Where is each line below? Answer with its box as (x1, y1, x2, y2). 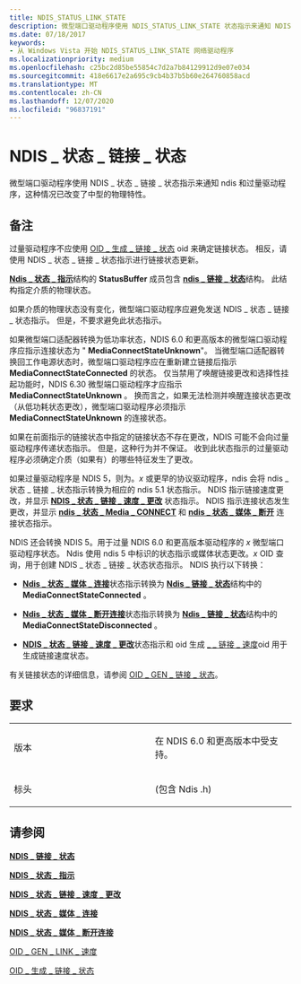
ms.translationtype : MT (9, 80, 99, 89)
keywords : (9, 38, 47, 48)
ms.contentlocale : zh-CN (9, 88, 102, 97)
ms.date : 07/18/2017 (9, 30, 87, 39)
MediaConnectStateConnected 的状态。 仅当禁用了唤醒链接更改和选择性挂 (9, 368, 289, 378)
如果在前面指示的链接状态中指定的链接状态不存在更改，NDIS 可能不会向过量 (9, 431, 289, 442)
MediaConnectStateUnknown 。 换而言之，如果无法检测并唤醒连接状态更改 (9, 390, 291, 400)
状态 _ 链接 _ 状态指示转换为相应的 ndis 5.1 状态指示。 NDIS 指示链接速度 (9, 484, 276, 494)
